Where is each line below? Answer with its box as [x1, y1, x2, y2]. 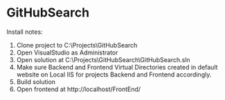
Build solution [16, 77, 56, 86]
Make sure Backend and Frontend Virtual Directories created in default [16, 63, 218, 71]
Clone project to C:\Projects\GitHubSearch [16, 41, 138, 49]
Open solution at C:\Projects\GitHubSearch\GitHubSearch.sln [16, 55, 191, 63]
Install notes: [6, 28, 43, 36]
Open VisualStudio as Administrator [16, 48, 118, 57]
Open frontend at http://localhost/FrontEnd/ [16, 85, 141, 93]
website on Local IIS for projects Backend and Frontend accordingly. [16, 70, 212, 79]
